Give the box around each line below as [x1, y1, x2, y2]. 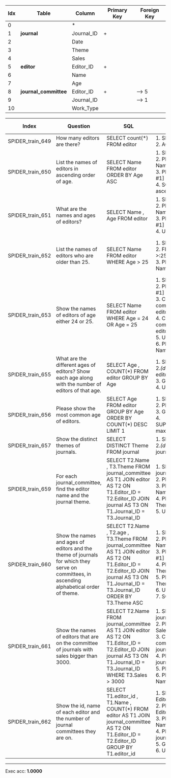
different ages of [55, 362, 96, 368]
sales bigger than [55, 652, 98, 659]
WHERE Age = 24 [106, 315, 149, 322]
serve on [55, 564, 77, 571]
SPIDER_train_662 [8, 718, 51, 725]
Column [75, 10, 95, 17]
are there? [55, 141, 80, 148]
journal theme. [55, 498, 91, 505]
